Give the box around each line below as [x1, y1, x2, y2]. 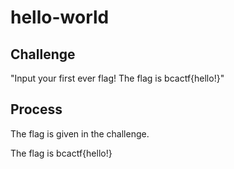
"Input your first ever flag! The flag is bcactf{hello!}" [10, 72, 225, 84]
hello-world [10, 6, 110, 29]
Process [10, 101, 63, 118]
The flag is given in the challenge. [10, 127, 150, 140]
